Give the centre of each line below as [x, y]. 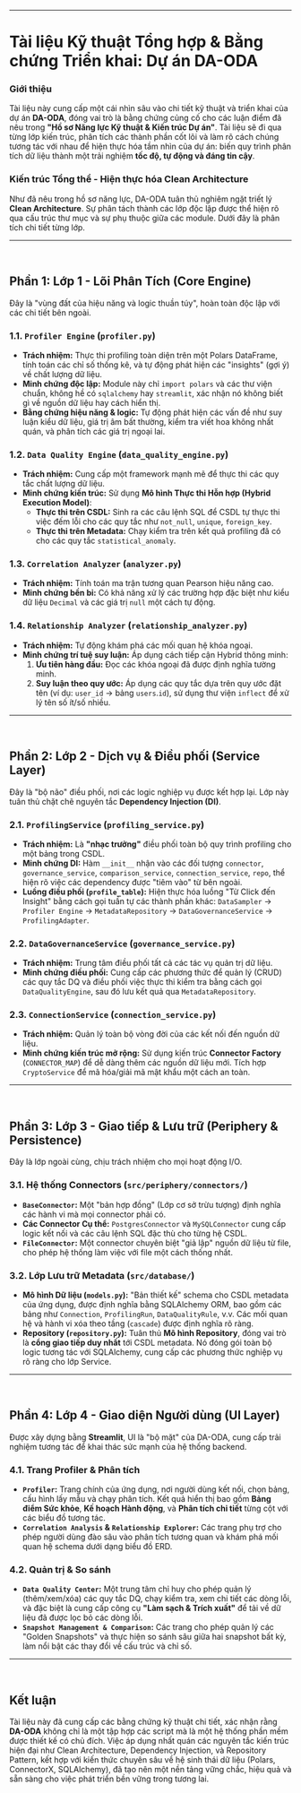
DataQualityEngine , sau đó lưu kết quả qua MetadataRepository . [139, 992]
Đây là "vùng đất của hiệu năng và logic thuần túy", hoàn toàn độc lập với [145, 303]
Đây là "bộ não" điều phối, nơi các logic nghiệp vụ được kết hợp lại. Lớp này [149, 792]
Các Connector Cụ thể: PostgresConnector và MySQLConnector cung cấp [154, 1223]
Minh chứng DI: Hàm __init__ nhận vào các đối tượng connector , [143, 863]
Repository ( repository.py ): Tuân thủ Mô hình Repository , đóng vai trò [154, 1332]
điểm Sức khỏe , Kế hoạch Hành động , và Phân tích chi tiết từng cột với [155, 1508]
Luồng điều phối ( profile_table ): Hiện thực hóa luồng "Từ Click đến [149, 892]
